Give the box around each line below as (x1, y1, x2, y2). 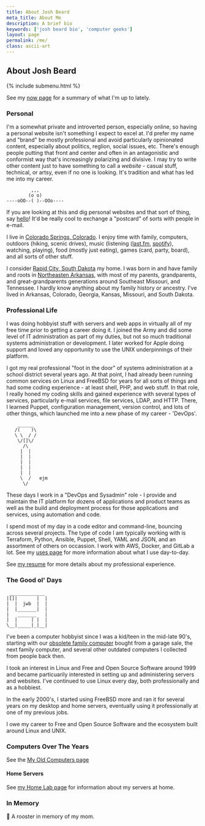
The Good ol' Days (6, 576, 62, 585)
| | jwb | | (6, 601, 48, 607)
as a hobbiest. (6, 683, 42, 691)
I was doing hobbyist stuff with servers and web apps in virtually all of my (6, 320, 192, 328)
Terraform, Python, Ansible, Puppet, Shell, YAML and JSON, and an (6, 536, 176, 543)
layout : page (6, 32, 40, 38)
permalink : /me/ (6, 37, 48, 43)
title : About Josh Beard (6, 9, 70, 15)
